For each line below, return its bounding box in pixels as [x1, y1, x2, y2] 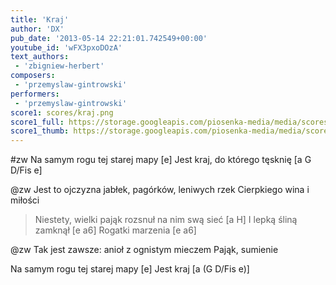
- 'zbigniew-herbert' [14, 61, 105, 71]
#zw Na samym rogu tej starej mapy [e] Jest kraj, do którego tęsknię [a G [10, 154, 312, 166]
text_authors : [10, 52, 70, 62]
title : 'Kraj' [10, 14, 70, 25]
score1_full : [10, 117, 65, 127]
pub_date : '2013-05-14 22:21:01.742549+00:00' [10, 33, 208, 43]
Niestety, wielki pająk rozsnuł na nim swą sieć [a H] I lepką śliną [34, 214, 298, 226]
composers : [10, 71, 56, 81]
